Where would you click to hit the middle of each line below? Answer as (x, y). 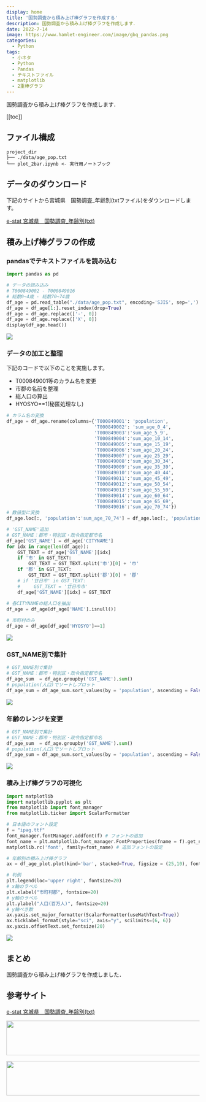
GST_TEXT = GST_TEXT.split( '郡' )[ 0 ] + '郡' (84, 575)
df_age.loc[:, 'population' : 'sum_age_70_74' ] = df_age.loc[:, (87, 518)
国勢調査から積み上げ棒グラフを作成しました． (65, 974)
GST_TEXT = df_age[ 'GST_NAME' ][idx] (64, 552)
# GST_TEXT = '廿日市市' (53, 587)
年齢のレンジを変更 (35, 719)
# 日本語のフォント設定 (32, 825)
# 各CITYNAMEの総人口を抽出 (38, 604)
